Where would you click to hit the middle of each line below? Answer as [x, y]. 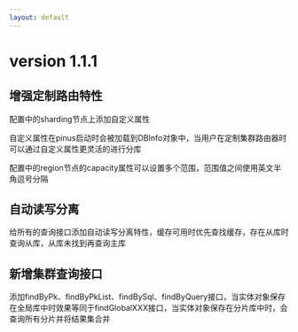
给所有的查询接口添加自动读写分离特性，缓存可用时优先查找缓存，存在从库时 [149, 232]
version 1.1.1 [53, 61]
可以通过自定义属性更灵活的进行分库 [75, 149]
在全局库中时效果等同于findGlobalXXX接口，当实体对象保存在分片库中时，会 [149, 308]
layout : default [39, 17]
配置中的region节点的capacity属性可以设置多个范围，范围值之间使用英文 [141, 167]
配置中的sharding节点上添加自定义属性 [80, 119]
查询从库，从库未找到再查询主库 [67, 243]
